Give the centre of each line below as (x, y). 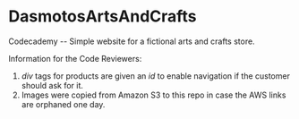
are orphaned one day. (63, 104)
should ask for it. (52, 85)
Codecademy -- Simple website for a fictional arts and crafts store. (132, 41)
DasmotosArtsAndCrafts (103, 17)
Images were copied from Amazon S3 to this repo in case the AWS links (154, 95)
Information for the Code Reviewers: (75, 58)
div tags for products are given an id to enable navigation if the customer (155, 76)
